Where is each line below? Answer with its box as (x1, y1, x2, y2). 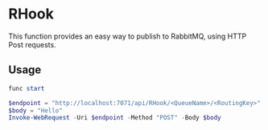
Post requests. (8, 39, 56, 49)
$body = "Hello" (8, 106, 63, 115)
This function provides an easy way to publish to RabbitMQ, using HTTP (8, 31, 247, 41)
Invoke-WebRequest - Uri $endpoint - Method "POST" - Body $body (8, 114, 221, 122)
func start (8, 84, 45, 92)
